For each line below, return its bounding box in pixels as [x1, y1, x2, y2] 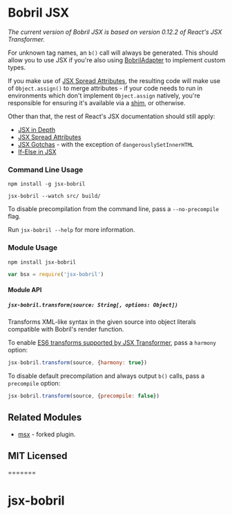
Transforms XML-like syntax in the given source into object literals [8, 317, 196, 326]
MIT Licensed [8, 450, 68, 462]
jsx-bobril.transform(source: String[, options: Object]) [8, 301, 178, 309]
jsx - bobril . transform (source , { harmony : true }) [8, 359, 148, 366]
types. [8, 63, 26, 71]
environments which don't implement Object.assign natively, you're [8, 91, 201, 100]
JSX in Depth [17, 125, 56, 134]
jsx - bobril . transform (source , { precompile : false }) [8, 392, 159, 399]
